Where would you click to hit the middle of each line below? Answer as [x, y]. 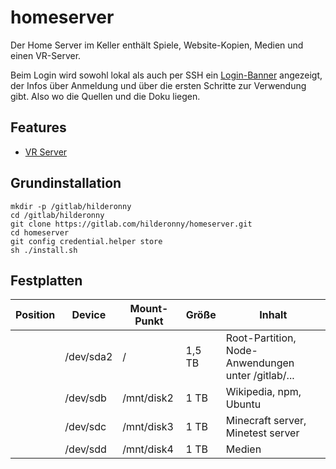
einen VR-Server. [46, 55]
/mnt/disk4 [148, 449]
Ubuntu [243, 404]
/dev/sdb [85, 398]
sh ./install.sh [44, 250]
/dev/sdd [85, 449]
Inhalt [273, 315]
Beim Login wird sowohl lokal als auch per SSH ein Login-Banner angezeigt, [166, 75]
